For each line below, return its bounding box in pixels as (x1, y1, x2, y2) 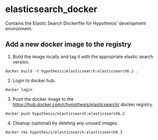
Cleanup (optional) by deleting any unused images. (12, 120, 118, 126)
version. (12, 59, 30, 65)
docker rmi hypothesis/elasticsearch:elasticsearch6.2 (5, 129, 123, 134)
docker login (5, 87, 33, 92)
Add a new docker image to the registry (5, 40, 132, 49)
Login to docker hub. (12, 77, 56, 84)
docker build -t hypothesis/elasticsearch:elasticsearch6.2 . (5, 68, 138, 74)
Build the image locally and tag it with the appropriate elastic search (12, 53, 153, 59)
